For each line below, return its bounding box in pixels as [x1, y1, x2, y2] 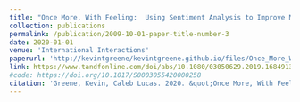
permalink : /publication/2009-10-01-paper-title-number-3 [9, 29, 229, 38]
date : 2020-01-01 [9, 37, 74, 47]
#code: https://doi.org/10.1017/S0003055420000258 [9, 71, 202, 80]
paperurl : [9, 54, 46, 63]
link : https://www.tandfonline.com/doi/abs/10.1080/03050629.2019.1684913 [9, 63, 294, 72]
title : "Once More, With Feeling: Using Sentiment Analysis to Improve [9, 12, 286, 22]
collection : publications [9, 21, 105, 30]
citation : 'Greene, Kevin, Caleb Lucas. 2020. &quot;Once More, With [9, 79, 274, 88]
